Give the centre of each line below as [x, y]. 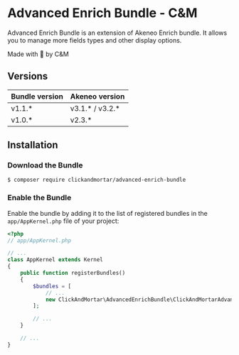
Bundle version [37, 96]
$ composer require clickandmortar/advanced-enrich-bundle [97, 180]
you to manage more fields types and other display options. [95, 40]
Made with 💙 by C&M [38, 54]
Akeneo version [97, 96]
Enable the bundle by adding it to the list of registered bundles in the [107, 213]
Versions [28, 76]
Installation [33, 145]
